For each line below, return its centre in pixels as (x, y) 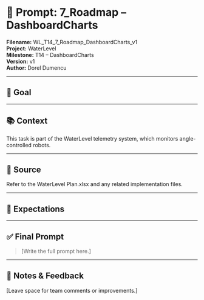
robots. (42, 145)
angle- (188, 138)
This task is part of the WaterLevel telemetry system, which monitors (92, 138)
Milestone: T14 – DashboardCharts (50, 55)
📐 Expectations (36, 209)
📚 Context (27, 121)
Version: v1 (21, 61)
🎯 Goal (19, 92)
